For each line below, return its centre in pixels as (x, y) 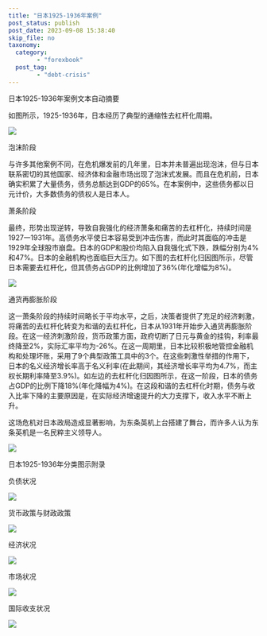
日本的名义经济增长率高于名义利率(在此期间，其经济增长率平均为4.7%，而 (130, 366)
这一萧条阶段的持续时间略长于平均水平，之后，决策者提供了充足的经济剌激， (133, 316)
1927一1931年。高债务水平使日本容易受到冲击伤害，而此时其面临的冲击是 (128, 237)
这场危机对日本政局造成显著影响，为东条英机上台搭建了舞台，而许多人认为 (130, 422)
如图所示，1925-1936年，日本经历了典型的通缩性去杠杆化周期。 (112, 115)
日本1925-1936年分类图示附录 (57, 464)
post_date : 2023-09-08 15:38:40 (62, 30)
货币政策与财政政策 (40, 513)
